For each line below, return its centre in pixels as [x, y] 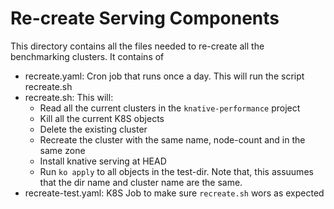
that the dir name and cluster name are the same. [141, 182]
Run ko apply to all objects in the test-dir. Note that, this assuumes [176, 171]
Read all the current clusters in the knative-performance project [170, 108]
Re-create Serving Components [145, 18]
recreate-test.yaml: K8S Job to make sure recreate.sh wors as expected [174, 193]
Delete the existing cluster [93, 129]
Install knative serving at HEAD [103, 161]
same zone [62, 150]
